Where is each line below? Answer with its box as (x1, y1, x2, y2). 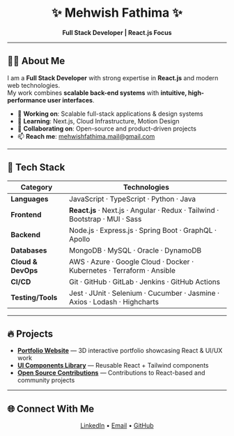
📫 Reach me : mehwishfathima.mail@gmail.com (17, 132, 155, 140)
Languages (10, 194, 49, 204)
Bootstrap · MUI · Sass (69, 214, 142, 224)
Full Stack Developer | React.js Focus (62, 28, 172, 36)
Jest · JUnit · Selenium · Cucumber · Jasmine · (69, 288, 220, 298)
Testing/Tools (10, 292, 58, 302)
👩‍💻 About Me (7, 55, 65, 67)
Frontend (10, 209, 42, 219)
